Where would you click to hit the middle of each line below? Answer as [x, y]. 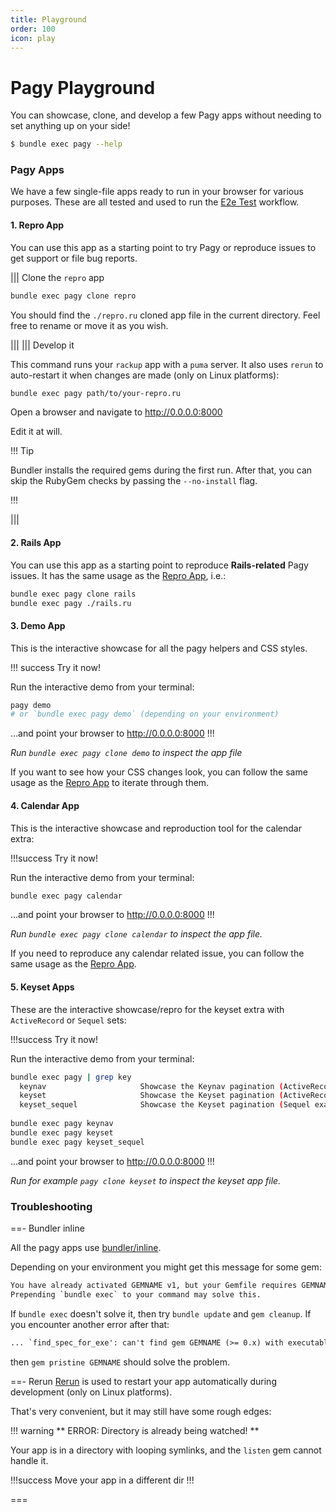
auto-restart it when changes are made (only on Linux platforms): [145, 375]
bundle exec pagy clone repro [73, 296]
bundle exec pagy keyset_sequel [77, 1142]
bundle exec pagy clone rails [73, 594]
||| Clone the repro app [57, 277]
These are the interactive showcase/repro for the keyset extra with [147, 1009]
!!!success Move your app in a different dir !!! [102, 1480]
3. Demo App [38, 625]
